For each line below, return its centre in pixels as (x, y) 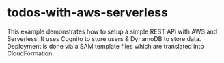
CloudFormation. (31, 53)
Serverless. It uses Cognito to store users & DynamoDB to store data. (104, 38)
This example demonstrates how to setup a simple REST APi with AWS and (112, 32)
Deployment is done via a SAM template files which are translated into (106, 46)
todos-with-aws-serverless (88, 13)
